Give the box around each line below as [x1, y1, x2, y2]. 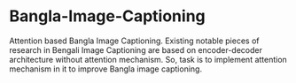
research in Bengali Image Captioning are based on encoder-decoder [9, 44, 263, 55]
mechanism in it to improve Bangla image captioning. [9, 64, 202, 74]
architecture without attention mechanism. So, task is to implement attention [9, 54, 288, 64]
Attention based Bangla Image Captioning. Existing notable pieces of [9, 35, 260, 46]
